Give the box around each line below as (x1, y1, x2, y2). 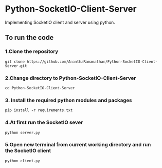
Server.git (5, 63, 27, 68)
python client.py (5, 158, 40, 163)
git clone (5, 59, 25, 64)
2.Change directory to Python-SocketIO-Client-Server (5, 74, 136, 81)
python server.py (5, 130, 40, 135)
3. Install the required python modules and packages (5, 97, 132, 103)
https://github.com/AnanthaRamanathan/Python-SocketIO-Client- (26, 59, 158, 64)
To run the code (5, 34, 54, 42)
